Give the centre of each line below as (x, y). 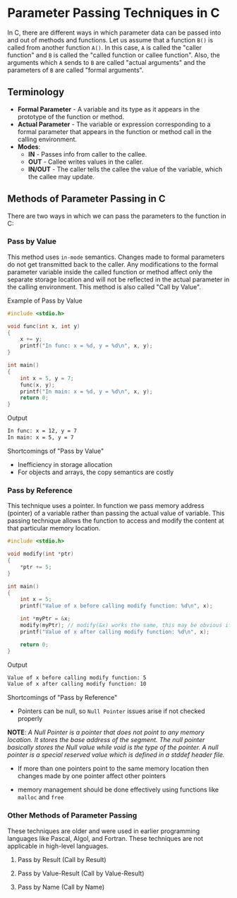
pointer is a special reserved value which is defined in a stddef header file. (116, 755)
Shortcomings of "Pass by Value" (56, 451)
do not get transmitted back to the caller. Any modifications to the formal (113, 264)
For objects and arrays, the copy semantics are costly (96, 472)
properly (30, 719)
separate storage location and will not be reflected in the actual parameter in (119, 279)
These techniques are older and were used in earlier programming (103, 831)
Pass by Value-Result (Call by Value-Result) (81, 873)
